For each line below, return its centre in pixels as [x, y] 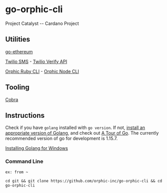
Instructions [25, 115]
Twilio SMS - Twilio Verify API [36, 61]
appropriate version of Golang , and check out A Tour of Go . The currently [82, 133]
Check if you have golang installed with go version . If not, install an [75, 127]
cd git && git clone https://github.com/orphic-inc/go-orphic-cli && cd [84, 181]
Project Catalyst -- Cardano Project [42, 23]
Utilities [18, 39]
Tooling [17, 87]
